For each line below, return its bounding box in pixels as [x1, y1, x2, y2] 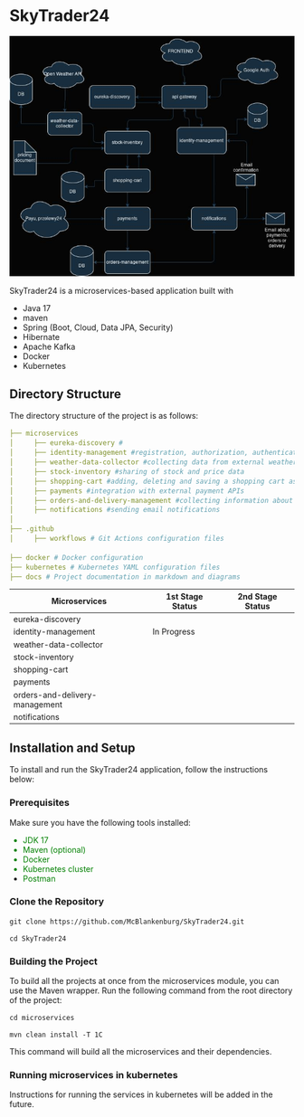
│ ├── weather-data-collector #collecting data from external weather [9, 458, 298, 467]
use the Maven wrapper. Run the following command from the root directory [9, 985, 293, 996]
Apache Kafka [22, 341, 76, 352]
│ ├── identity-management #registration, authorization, [9, 449, 249, 458]
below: [9, 774, 34, 785]
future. [9, 1099, 34, 1110]
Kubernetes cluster [22, 863, 94, 874]
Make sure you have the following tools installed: [9, 817, 192, 828]
